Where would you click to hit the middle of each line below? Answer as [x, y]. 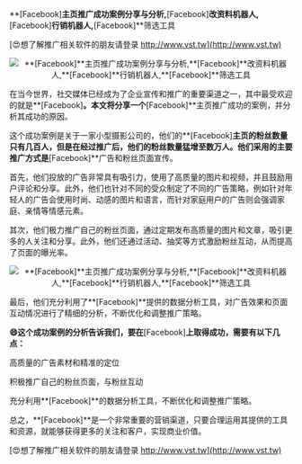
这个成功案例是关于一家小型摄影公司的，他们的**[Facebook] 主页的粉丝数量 [149, 135]
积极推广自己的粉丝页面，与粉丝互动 [76, 382]
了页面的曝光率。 [41, 252]
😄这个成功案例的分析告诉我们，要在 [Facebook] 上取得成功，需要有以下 [141, 332]
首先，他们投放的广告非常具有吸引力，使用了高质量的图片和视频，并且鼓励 [147, 177]
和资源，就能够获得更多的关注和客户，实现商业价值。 [108, 431]
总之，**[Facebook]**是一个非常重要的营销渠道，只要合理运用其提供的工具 [149, 420]
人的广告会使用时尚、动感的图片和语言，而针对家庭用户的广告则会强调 [147, 200]
